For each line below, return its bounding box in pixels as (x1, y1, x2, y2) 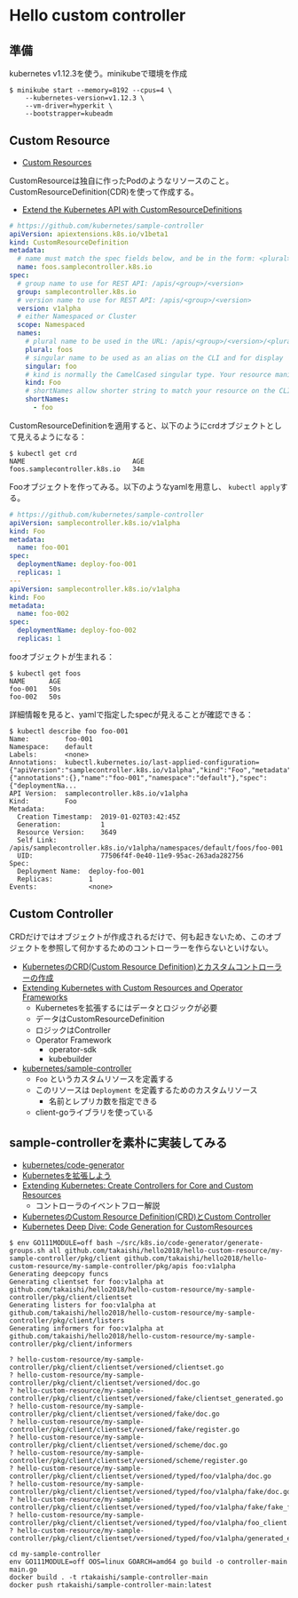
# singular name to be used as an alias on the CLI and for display (25, 353, 284, 363)
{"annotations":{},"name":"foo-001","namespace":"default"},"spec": (9, 773, 268, 782)
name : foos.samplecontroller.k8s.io (17, 263, 153, 272)
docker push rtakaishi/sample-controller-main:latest (9, 1580, 213, 1589)
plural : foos (25, 345, 74, 354)
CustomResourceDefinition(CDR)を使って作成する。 (9, 186, 200, 196)
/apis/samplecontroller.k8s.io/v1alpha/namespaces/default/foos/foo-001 (9, 843, 284, 852)
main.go (9, 1565, 38, 1574)
